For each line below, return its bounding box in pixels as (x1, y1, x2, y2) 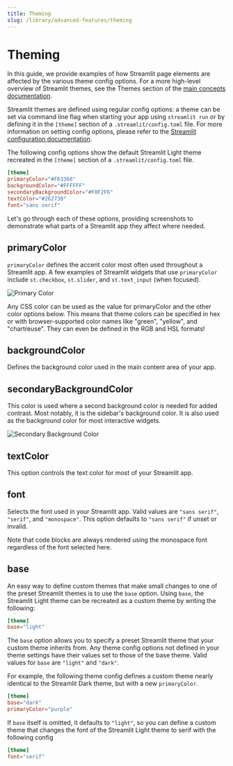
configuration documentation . (7, 135, 93, 143)
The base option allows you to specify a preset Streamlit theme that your (7, 636, 214, 645)
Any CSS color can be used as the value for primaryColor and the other (7, 302, 211, 311)
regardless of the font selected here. (7, 542, 112, 551)
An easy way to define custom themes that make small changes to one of (7, 581, 218, 590)
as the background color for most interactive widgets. (7, 416, 161, 425)
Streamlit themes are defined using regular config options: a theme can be (7, 105, 220, 114)
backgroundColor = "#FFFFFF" (7, 182, 86, 189)
